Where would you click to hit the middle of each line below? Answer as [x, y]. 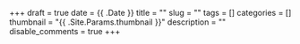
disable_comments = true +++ [65, 31]
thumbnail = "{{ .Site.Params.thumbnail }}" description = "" [118, 22]
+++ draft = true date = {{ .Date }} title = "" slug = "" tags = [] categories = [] [150, 13]
